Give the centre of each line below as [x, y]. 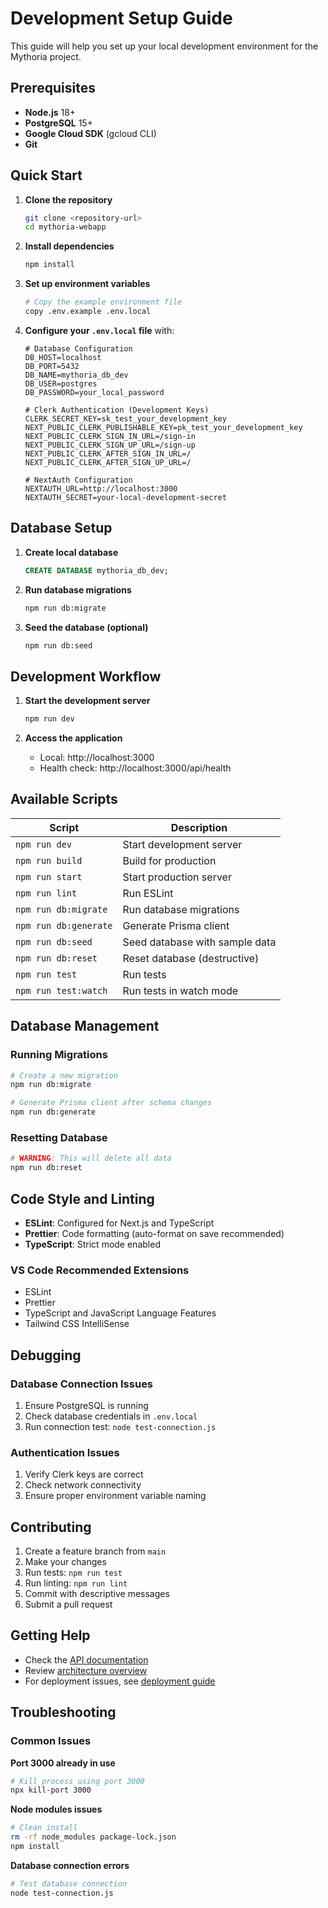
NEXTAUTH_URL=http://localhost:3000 [101, 488]
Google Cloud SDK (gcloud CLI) [90, 133]
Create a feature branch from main [95, 1551]
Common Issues [51, 1741]
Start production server [177, 877]
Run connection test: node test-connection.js [120, 1426]
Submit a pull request [68, 1604]
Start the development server [87, 701]
